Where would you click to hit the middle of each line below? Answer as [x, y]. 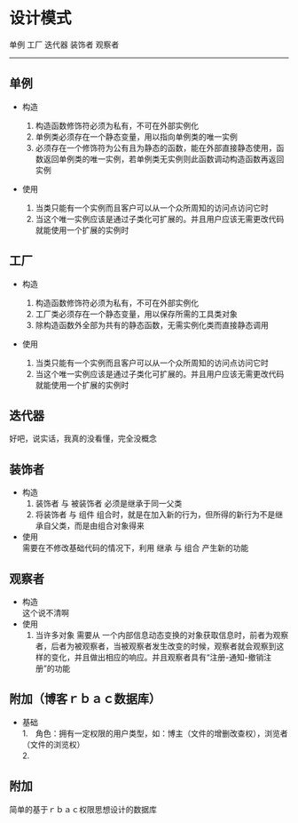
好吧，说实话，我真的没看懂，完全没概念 [83, 439]
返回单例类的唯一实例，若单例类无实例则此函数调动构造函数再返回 [164, 159]
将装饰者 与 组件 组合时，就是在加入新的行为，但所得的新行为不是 [155, 515]
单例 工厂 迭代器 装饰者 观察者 [64, 44]
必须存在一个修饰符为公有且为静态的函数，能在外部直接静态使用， [156, 148]
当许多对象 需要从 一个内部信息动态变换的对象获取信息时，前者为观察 [162, 635]
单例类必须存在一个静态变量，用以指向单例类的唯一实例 [136, 136]
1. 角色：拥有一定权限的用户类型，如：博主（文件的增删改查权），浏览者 [155, 733]
